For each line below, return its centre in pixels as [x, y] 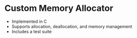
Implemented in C [29, 21]
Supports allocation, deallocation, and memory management [72, 26]
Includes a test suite [31, 31]
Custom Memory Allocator [59, 8]
